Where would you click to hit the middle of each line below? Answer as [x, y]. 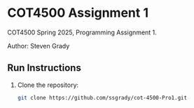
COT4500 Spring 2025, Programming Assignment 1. [82, 32]
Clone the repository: [48, 85]
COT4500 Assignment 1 [78, 13]
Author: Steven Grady [39, 46]
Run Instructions [44, 68]
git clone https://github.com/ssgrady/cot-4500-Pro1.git [102, 97]
